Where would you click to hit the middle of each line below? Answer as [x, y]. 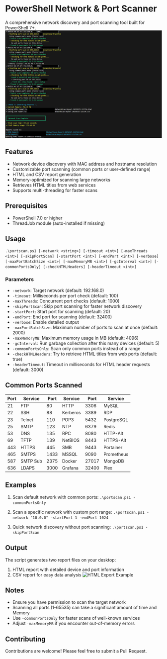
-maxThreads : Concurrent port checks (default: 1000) [66, 301]
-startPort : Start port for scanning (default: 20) [61, 311]
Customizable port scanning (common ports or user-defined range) [81, 169]
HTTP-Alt [113, 434]
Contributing [25, 639]
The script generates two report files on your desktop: [61, 560]
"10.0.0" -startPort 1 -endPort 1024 [69, 518]
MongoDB [114, 461]
